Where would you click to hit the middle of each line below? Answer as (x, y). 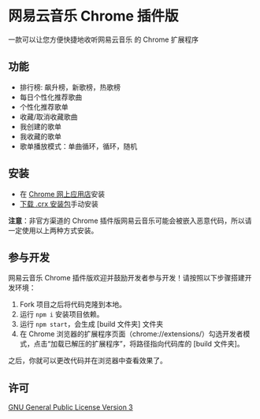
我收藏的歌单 (40, 136)
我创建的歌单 (40, 126)
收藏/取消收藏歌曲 (48, 117)
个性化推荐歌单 (44, 106)
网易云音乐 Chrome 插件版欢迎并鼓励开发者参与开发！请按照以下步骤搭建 (127, 278)
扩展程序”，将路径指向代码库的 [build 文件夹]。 (168, 344)
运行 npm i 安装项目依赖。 (61, 314)
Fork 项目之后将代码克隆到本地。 (73, 305)
